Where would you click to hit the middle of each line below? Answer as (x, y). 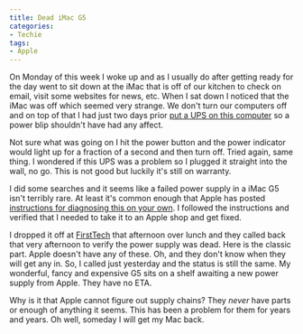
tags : (19, 43)
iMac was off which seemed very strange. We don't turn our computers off (148, 106)
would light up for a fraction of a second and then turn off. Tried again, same (151, 152)
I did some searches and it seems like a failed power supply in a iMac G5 (144, 189)
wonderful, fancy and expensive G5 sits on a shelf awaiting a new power (144, 274)
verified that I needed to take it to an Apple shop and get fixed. (125, 218)
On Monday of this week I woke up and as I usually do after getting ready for (151, 77)
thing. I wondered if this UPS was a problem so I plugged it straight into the (148, 162)
